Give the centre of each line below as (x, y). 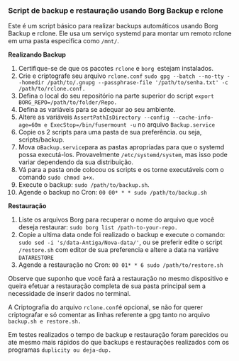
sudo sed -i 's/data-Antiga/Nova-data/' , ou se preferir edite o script (120, 242)
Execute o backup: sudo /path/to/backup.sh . (84, 185)
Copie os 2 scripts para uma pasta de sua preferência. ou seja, (110, 132)
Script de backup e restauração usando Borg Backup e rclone (116, 11)
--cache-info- (193, 118)
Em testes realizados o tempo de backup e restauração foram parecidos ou (118, 335)
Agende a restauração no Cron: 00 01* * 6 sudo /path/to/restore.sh (121, 265)
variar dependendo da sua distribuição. (76, 162)
